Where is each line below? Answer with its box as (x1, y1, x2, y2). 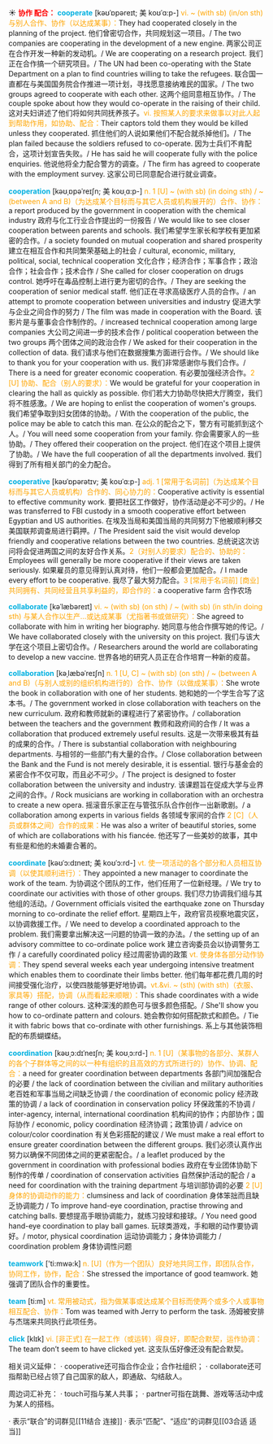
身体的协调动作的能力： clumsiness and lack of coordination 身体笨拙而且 (8, 1191, 253, 1200)
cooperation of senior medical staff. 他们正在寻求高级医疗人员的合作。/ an (8, 286, 257, 296)
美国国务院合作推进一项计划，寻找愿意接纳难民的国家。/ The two (36, 79, 254, 89)
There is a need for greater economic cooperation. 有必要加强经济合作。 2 (8, 368, 255, 377)
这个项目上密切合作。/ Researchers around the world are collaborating (22, 642, 258, 652)
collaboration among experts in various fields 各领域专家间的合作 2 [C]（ (8, 810, 252, 820)
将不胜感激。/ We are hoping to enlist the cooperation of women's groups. (8, 399, 258, 408)
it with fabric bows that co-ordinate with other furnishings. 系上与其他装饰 (8, 1021, 256, 1030)
